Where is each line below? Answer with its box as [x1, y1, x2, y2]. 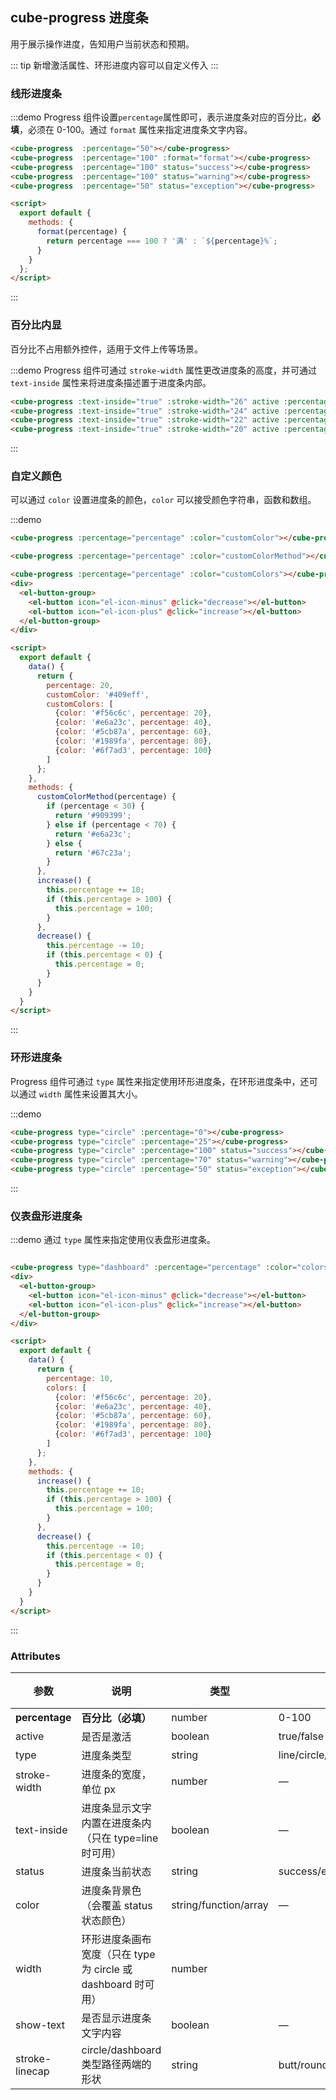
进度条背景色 [81, 1883, 142, 1897]
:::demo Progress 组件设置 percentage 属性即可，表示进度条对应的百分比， [10, 111, 312, 123]
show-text [15, 2018, 66, 2032]
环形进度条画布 [81, 1932, 152, 1946]
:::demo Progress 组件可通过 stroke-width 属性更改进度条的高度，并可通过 [10, 364, 318, 376]
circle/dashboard [81, 2043, 162, 2057]
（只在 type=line [81, 1831, 159, 1845]
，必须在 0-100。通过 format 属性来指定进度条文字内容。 [19, 124, 253, 136]
